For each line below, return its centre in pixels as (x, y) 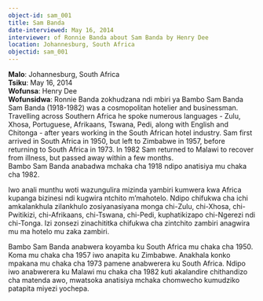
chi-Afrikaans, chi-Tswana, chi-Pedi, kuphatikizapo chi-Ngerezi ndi (147, 215)
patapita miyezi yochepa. (49, 288)
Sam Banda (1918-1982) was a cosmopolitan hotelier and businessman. (123, 108)
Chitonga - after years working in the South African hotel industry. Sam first (130, 133)
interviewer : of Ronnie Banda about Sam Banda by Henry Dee (109, 37)
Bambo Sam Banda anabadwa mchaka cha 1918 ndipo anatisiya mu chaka (128, 166)
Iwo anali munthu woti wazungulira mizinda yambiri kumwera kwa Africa (125, 190)
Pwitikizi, (22, 215)
